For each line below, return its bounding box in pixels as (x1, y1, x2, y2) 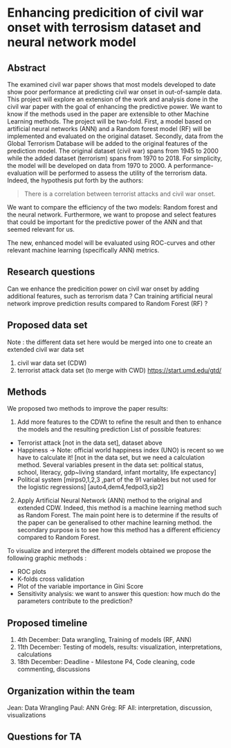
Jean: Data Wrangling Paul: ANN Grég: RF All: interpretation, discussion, (7, 704, 212, 712)
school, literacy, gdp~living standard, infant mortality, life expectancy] (17, 468, 216, 477)
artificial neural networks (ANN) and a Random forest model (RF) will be (7, 125, 212, 133)
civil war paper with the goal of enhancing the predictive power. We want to (7, 103, 223, 110)
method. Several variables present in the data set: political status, (17, 461, 204, 469)
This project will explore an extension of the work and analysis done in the (7, 95, 219, 103)
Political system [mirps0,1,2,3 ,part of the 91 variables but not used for (17, 475, 216, 484)
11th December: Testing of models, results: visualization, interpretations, (17, 643, 223, 652)
